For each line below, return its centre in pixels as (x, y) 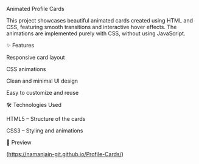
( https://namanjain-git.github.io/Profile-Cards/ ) (65, 154)
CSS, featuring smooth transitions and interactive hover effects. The (92, 27)
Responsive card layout (36, 57)
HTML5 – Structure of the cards (46, 119)
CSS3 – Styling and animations (45, 131)
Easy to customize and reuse (43, 93)
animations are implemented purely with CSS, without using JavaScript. (96, 33)
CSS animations (26, 69)
